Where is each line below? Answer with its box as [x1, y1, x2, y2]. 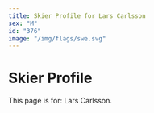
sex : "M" [8, 19, 38, 27]
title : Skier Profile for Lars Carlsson [8, 11, 147, 20]
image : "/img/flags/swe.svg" [8, 34, 106, 43]
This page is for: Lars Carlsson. [8, 96, 113, 106]
